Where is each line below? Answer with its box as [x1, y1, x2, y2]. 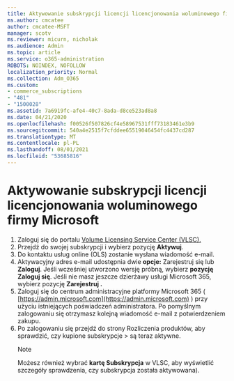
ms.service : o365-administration [7, 56, 104, 63]
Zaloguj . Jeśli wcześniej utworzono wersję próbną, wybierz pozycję [17, 265, 214, 273]
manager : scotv [7, 29, 52, 37]
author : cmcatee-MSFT [7, 23, 70, 30]
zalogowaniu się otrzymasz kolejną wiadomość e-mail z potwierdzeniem [17, 309, 226, 318]
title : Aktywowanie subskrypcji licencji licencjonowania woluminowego [7, 10, 219, 17]
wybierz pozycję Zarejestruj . [17, 279, 103, 288]
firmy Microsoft [7, 212, 100, 228]
